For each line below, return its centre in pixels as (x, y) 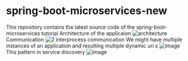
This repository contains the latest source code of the (71, 27)
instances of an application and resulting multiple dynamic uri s (82, 46)
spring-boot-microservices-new (87, 11)
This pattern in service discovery (46, 52)
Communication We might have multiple (94, 39)
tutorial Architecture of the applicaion (86, 33)
